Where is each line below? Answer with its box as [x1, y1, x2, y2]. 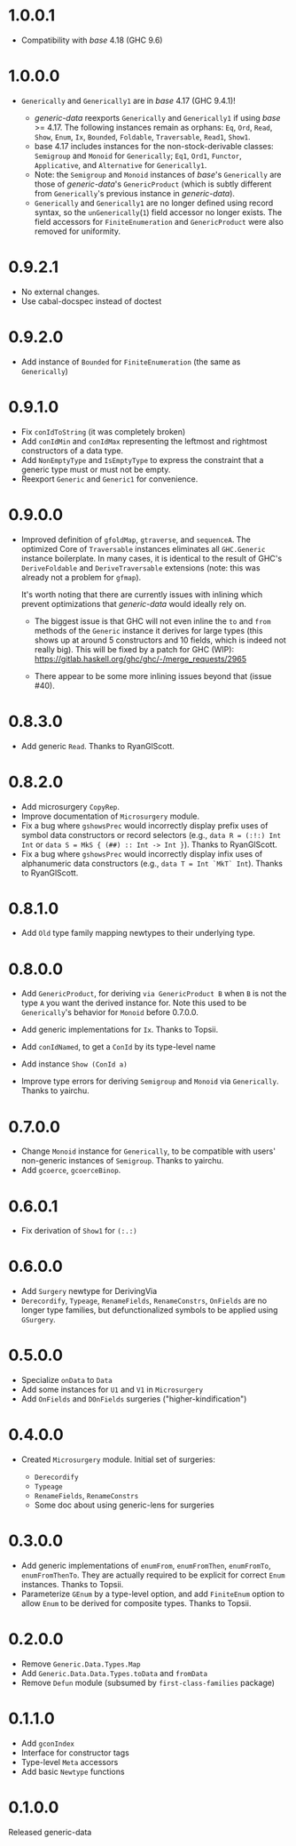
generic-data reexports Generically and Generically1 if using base [34, 112, 281, 123]
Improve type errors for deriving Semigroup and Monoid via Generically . [20, 1076, 280, 1087]
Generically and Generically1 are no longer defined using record [34, 197, 274, 208]
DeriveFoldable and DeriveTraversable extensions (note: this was [20, 562, 261, 573]
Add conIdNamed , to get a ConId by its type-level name [20, 1042, 216, 1052]
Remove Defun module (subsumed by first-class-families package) [20, 1677, 276, 1688]
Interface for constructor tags [20, 1747, 129, 1758]
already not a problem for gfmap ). [20, 571, 142, 582]
